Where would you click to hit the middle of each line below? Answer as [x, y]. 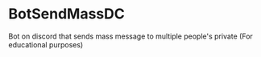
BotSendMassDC [66, 14]
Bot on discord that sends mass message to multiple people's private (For [131, 36]
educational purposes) [46, 44]
